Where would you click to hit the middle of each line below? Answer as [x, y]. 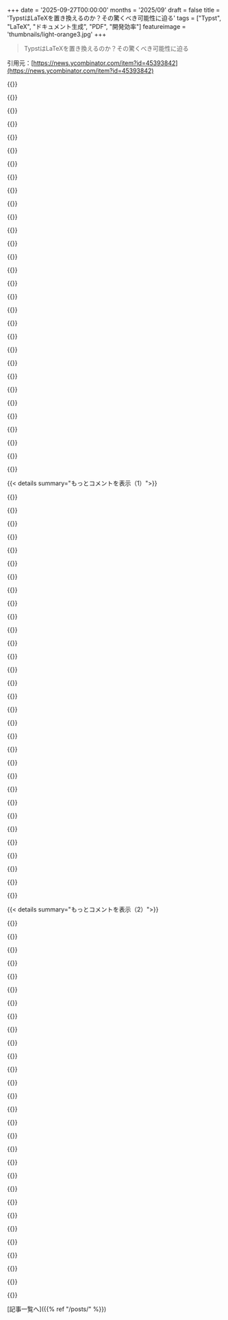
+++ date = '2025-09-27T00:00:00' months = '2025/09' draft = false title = [114, 10]
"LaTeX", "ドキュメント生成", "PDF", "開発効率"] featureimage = [97, 26]
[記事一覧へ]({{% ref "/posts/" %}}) [57, 1309]
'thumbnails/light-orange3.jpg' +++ [57, 34]
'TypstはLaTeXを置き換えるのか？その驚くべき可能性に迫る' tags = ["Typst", [114, 18]
